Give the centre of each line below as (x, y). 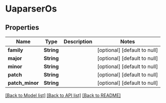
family (16, 50)
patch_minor (23, 83)
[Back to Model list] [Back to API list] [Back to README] (63, 95)
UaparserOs (31, 9)
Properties (22, 28)
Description (78, 42)
